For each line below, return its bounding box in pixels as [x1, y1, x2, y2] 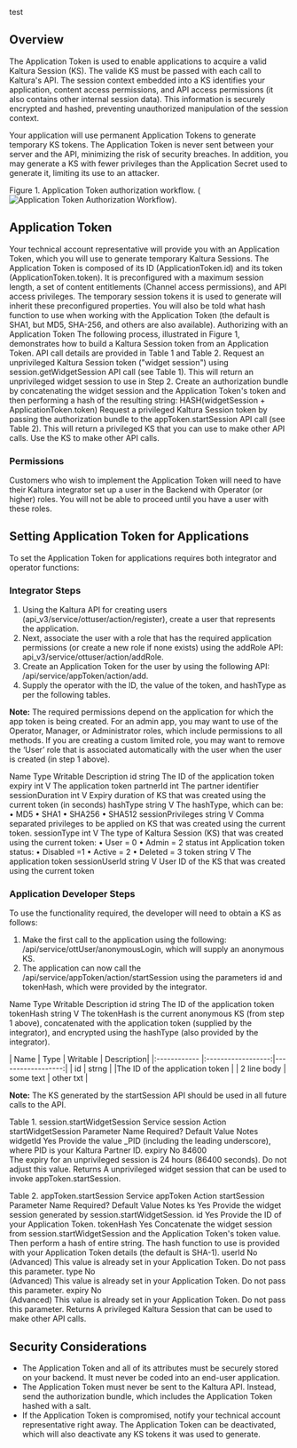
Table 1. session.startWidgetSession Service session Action [9, 1116, 227, 1127]
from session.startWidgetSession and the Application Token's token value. [9, 1228, 281, 1239]
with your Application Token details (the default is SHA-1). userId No [9, 1247, 258, 1258]
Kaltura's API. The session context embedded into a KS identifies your [9, 75, 266, 85]
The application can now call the [21, 963, 142, 973]
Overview [9, 32, 65, 47]
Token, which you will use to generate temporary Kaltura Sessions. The [9, 252, 270, 264]
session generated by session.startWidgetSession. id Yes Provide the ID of [9, 1210, 282, 1220]
